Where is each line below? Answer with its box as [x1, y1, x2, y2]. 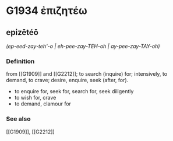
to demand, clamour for [14, 100, 72, 107]
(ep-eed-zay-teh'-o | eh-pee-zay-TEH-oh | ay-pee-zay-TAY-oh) [6, 43, 160, 50]
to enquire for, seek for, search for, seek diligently [14, 88, 134, 95]
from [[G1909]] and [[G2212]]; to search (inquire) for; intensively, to [6, 70, 168, 77]
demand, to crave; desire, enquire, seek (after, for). [6, 77, 129, 84]
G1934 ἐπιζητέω [6, 4, 87, 17]
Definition [6, 57, 35, 65]
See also [6, 115, 31, 123]
